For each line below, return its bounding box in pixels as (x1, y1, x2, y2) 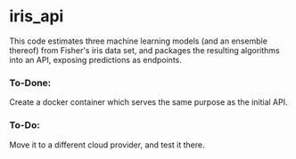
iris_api (9, 6, 64, 27)
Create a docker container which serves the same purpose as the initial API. (9, 97, 288, 107)
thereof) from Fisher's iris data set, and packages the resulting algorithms (9, 44, 280, 55)
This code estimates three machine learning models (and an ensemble (9, 36, 267, 46)
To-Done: (9, 76, 52, 89)
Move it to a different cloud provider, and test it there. (9, 139, 205, 150)
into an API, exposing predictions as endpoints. (9, 54, 183, 65)
